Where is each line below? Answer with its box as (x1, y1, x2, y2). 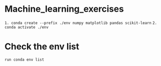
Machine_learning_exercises (4, 3, 124, 15)
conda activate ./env (4, 24, 49, 30)
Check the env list (4, 41, 79, 52)
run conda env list (4, 57, 45, 62)
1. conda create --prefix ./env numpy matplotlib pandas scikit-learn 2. (4, 21, 157, 25)
